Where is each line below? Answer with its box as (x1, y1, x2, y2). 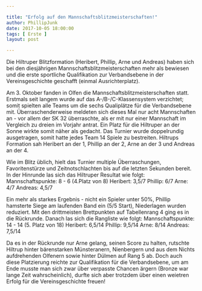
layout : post (6, 37, 39, 43)
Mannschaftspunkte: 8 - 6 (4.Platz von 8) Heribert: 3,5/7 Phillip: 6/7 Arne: (6, 178, 189, 185)
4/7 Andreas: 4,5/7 (6, 184, 53, 192)
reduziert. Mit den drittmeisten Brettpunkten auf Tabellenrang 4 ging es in (6, 208, 189, 216)
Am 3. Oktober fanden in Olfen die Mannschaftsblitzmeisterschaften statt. (6, 89, 189, 96)
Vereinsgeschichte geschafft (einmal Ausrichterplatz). (6, 78, 140, 85)
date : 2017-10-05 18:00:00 (6, 25, 74, 31)
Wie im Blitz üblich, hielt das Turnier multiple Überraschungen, (6, 158, 162, 166)
